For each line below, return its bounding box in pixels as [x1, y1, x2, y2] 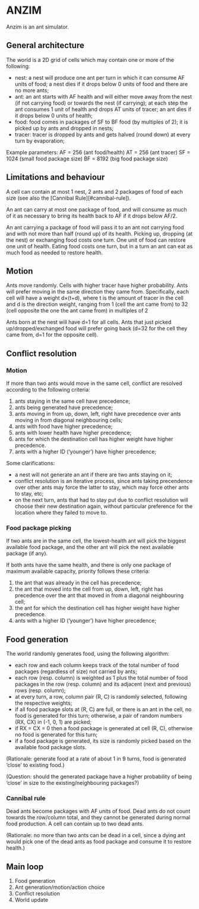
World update [14, 897, 49, 904]
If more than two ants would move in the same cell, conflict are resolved [6, 380, 182, 387]
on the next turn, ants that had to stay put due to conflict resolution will [14, 497, 188, 504]
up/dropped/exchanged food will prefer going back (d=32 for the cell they [6, 325, 188, 332]
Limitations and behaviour [6, 172, 105, 182]
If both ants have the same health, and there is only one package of [6, 561, 172, 569]
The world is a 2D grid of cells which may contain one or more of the [6, 56, 174, 63]
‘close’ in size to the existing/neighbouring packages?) [6, 779, 140, 787]
